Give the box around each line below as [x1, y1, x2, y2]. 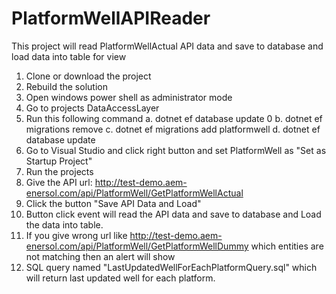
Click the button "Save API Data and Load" [25, 197, 202, 209]
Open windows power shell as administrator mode [25, 91, 233, 103]
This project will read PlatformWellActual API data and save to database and [11, 40, 324, 52]
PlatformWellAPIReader [11, 7, 211, 30]
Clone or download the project [25, 70, 152, 82]
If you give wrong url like [25, 229, 128, 241]
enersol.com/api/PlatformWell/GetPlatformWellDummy [25, 240, 249, 252]
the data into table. [25, 218, 104, 231]
